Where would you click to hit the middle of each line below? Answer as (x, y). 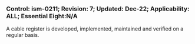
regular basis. (23, 35)
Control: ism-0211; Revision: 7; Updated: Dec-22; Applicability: (98, 9)
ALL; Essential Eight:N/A (42, 16)
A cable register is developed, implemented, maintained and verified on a (95, 29)
